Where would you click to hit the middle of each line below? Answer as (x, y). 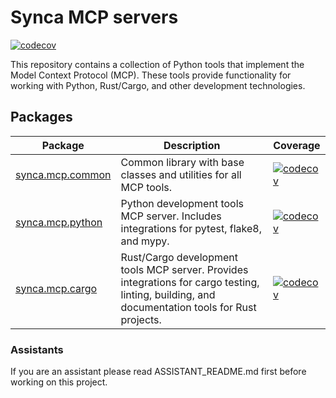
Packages (41, 117)
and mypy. (145, 241)
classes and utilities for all (181, 174)
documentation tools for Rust (188, 307)
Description (192, 145)
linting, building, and (168, 294)
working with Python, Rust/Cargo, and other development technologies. (158, 85)
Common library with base (182, 162)
